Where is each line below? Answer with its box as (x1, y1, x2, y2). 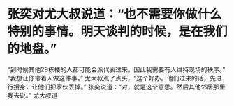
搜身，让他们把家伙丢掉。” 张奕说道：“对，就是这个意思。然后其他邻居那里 (13, 82, 226, 91)
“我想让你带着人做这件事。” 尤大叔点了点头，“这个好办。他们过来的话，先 (7, 73, 217, 82)
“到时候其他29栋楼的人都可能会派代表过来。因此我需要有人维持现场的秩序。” (7, 65, 226, 73)
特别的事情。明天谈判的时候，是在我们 (7, 24, 228, 39)
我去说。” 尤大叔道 (7, 91, 58, 99)
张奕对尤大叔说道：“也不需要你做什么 (7, 6, 222, 22)
